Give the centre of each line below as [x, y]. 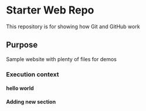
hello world [20, 88]
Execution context [33, 74]
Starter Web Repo [50, 10]
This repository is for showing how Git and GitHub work [73, 26]
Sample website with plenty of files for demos [62, 59]
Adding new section [31, 102]
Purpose [22, 45]
